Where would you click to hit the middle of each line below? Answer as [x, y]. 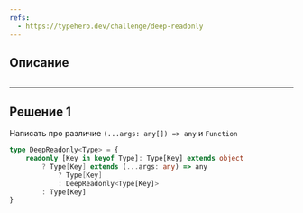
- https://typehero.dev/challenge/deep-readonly [110, 26]
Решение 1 [41, 111]
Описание [39, 63]
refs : [19, 18]
